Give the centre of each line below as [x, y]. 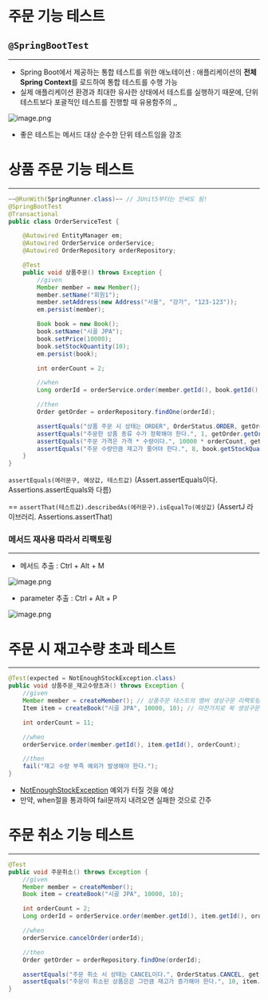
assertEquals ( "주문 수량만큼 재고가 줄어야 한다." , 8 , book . [129, 448]
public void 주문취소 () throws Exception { [79, 872]
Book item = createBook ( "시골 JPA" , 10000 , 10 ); [103, 894]
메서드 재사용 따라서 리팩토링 [60, 540]
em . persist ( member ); [71, 310]
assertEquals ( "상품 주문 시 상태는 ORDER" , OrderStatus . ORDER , [137, 426]
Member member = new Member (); [89, 287]
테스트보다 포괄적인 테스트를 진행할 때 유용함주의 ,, [99, 102]
